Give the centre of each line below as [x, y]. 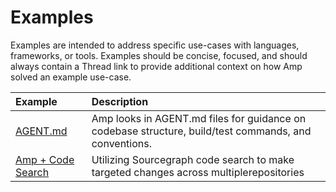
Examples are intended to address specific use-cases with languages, [155, 45]
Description [120, 101]
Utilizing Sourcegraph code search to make [193, 159]
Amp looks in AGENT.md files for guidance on [199, 118]
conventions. [121, 143]
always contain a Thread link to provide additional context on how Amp [156, 66]
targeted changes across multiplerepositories [198, 172]
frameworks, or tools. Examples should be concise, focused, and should [159, 55]
